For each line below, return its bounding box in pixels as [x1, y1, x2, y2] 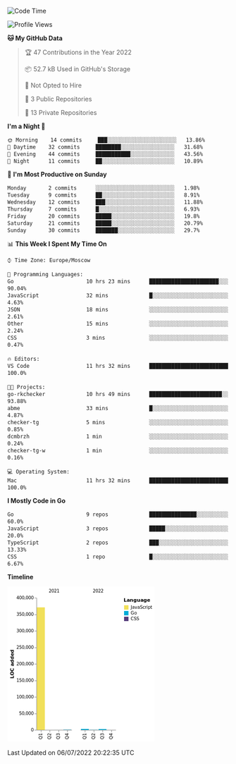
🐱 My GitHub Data [7, 34, 63, 42]
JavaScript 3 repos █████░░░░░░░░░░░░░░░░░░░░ [7, 525, 229, 532]
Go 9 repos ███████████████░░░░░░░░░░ [7, 511, 229, 518]
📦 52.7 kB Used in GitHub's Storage [24, 65, 131, 73]
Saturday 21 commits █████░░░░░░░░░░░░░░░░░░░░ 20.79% [7, 220, 203, 227]
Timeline [7, 573, 34, 581]
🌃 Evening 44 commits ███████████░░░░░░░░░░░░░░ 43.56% [7, 151, 203, 158]
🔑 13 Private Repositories [24, 109, 97, 116]
